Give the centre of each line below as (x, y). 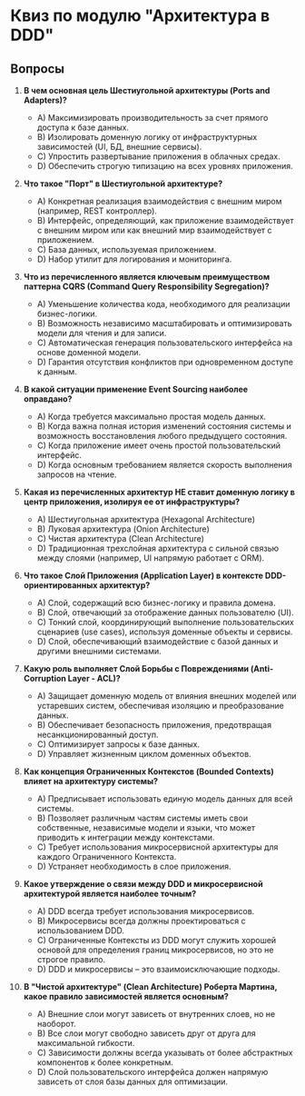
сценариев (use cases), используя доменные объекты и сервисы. (165, 632)
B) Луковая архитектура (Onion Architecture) (123, 529)
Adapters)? (45, 100)
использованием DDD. (81, 931)
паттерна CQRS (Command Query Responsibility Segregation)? (147, 286)
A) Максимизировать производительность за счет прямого (152, 118)
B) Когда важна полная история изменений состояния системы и (164, 426)
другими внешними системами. (99, 651)
